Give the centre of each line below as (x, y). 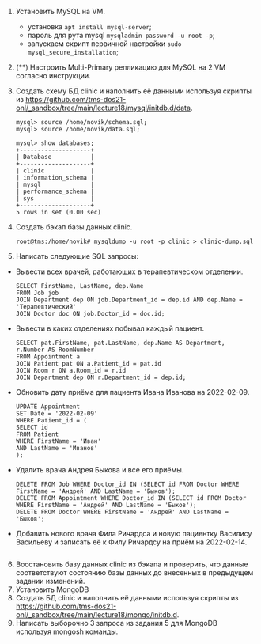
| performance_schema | (55, 191)
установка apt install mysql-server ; (89, 27)
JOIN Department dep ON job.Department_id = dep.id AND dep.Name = (129, 300)
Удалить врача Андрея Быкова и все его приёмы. (100, 470)
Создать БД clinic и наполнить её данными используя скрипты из (127, 598)
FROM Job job (37, 293)
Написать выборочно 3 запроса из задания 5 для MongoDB (116, 623)
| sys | (55, 199)
